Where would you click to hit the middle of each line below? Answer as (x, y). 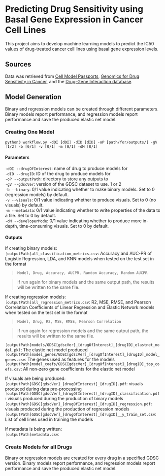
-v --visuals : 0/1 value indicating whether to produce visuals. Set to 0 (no (81, 200)
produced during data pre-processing (44, 389)
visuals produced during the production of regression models (67, 409)
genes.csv (15, 360)
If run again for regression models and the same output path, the (83, 331)
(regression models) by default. (37, 195)
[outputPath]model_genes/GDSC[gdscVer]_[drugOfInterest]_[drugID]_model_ (82, 355)
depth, (12, 226)
